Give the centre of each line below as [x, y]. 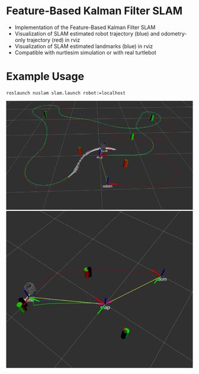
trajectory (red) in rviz [53, 40]
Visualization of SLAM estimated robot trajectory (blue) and [87, 33]
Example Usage [45, 77]
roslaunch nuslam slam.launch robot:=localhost [66, 93]
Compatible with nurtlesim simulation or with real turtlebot [86, 52]
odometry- [174, 33]
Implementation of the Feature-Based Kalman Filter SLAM [85, 27]
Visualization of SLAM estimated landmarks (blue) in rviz [84, 46]
